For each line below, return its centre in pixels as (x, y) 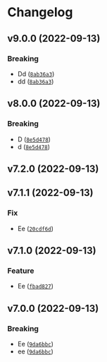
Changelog (40, 12)
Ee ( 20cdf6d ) (36, 228)
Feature (21, 271)
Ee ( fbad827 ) (36, 286)
